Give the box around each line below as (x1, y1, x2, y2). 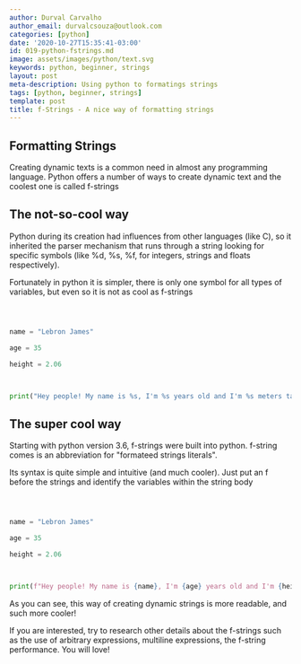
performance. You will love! (9, 643, 110, 655)
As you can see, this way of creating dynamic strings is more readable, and (9, 598, 288, 608)
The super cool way (9, 416, 122, 432)
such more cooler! (9, 607, 77, 618)
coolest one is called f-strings (9, 181, 119, 192)
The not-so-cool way (9, 207, 130, 223)
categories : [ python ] (9, 30, 90, 39)
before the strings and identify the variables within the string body (9, 476, 254, 487)
